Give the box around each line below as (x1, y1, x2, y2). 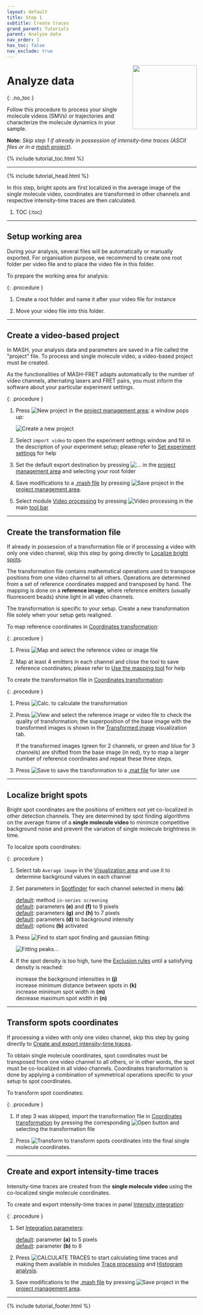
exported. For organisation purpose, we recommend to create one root (7, 254, 183, 261)
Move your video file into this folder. (15, 307, 105, 314)
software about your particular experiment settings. (7, 384, 135, 391)
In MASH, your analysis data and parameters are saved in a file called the (7, 346, 189, 354)
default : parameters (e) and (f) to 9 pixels (15, 903, 119, 910)
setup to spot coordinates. (7, 1077, 72, 1084)
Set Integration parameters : (15, 1224, 84, 1231)
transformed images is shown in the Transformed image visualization (15, 724, 187, 731)
